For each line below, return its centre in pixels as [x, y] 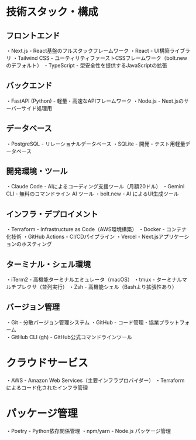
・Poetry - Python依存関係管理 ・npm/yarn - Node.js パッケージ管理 [89, 431]
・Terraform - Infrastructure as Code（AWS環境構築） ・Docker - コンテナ [97, 229]
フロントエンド [33, 35]
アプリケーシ [174, 237]
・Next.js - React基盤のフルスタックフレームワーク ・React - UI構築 [88, 51]
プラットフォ [174, 322]
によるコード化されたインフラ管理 [47, 387]
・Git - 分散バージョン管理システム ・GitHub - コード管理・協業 [82, 322]
